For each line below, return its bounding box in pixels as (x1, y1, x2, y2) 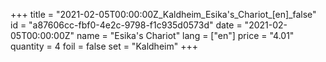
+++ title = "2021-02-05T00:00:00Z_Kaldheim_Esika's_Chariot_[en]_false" (10, 9, 317, 20)
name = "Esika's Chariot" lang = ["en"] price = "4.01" (76, 30, 295, 41)
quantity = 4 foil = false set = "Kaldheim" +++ (10, 40, 198, 52)
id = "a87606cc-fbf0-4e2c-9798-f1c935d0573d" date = (10, 19, 243, 31)
